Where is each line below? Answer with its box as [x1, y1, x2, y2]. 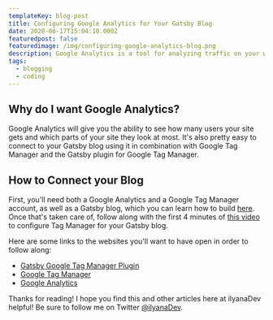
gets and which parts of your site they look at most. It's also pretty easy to [8, 132, 258, 142]
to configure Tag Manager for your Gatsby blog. [8, 221, 169, 231]
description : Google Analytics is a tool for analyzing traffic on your [8, 50, 260, 58]
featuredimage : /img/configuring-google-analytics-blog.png [8, 42, 217, 50]
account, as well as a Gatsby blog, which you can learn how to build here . [8, 204, 255, 214]
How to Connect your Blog [8, 173, 145, 187]
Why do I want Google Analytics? [8, 102, 180, 116]
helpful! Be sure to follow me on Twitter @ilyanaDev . [8, 302, 184, 313]
